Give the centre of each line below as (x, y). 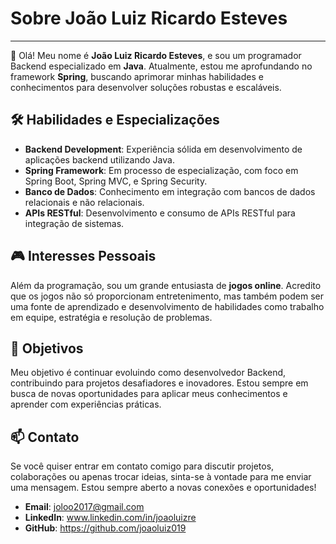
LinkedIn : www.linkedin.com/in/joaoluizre (110, 518)
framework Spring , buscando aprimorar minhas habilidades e (137, 76)
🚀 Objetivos (47, 348)
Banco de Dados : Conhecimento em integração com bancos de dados (170, 191)
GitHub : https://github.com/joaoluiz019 (105, 528)
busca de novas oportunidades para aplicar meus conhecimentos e (149, 394)
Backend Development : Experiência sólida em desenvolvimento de (163, 149)
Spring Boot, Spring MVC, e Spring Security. (116, 181)
